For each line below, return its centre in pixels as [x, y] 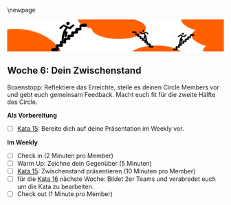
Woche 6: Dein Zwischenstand [74, 71]
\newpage [22, 10]
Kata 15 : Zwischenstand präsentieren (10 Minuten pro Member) [106, 171]
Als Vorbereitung [32, 115]
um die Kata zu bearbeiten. [55, 186]
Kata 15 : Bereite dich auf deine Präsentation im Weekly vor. [100, 128]
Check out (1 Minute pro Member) [65, 194]
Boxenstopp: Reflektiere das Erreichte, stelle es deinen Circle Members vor [113, 87]
